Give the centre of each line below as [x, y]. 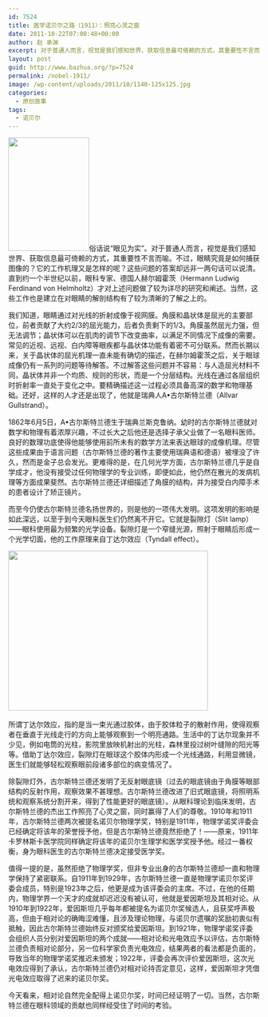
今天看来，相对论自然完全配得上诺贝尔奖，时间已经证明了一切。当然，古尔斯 [134, 995]
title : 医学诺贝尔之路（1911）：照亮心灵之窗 [74, 25]
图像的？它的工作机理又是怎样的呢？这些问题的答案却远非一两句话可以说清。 [134, 269]
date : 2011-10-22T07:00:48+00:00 [64, 34]
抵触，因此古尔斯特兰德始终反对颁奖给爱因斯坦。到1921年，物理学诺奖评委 [131, 928]
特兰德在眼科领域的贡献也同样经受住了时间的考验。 [92, 1005]
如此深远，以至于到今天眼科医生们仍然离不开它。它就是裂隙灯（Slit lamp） [131, 519]
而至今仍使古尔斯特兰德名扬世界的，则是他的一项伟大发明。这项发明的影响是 [134, 509]
